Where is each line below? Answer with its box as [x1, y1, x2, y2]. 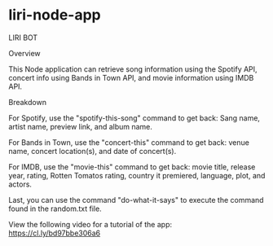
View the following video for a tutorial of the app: [8, 219, 173, 229]
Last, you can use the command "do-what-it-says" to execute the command [8, 195, 264, 204]
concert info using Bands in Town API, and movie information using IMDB [8, 72, 254, 82]
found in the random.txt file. [8, 204, 102, 213]
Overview [8, 48, 41, 58]
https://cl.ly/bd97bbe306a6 [8, 228, 101, 238]
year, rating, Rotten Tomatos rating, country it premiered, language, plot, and [8, 170, 266, 180]
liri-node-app [8, 6, 101, 24]
